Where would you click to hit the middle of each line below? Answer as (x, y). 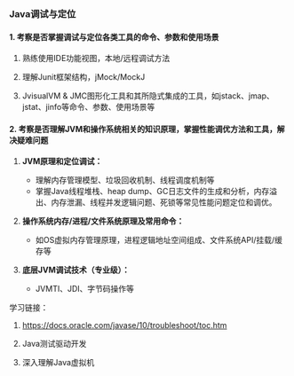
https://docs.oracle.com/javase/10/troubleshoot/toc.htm (124, 325)
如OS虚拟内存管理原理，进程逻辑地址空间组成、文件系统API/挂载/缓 (159, 240)
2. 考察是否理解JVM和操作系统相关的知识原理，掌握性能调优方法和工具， (143, 129)
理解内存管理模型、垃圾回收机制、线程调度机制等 (125, 180)
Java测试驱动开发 (54, 344)
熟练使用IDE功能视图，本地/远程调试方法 (96, 59)
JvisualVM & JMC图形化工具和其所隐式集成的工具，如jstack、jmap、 (148, 96)
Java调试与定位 (43, 13)
